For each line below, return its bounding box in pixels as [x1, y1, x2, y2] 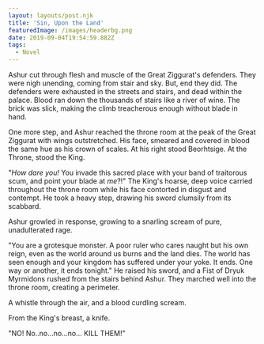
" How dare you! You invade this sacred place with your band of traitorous [8, 168, 247, 177]
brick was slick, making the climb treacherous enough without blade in [8, 104, 239, 113]
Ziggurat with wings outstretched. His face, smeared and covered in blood [8, 136, 251, 145]
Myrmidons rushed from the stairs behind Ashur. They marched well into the [8, 274, 257, 283]
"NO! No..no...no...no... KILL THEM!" [8, 329, 126, 338]
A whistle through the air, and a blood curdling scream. [8, 298, 187, 307]
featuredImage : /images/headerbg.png [8, 26, 133, 34]
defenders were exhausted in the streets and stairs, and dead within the [8, 87, 243, 96]
